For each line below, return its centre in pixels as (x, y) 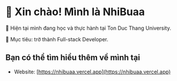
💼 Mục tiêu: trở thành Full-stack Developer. (57, 39)
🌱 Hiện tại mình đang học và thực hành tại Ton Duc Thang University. (88, 28)
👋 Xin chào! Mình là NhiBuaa (75, 12)
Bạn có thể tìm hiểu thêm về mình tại (73, 58)
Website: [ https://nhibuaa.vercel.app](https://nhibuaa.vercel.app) (92, 72)
